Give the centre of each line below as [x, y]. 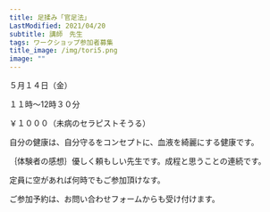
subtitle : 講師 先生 [46, 34]
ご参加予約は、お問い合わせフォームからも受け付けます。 [115, 199]
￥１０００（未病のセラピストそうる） [80, 123]
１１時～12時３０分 [45, 104]
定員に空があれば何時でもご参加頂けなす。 [87, 180]
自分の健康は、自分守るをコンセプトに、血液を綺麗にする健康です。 [134, 142]
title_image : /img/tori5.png [63, 51]
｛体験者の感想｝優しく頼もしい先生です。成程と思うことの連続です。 [138, 161]
